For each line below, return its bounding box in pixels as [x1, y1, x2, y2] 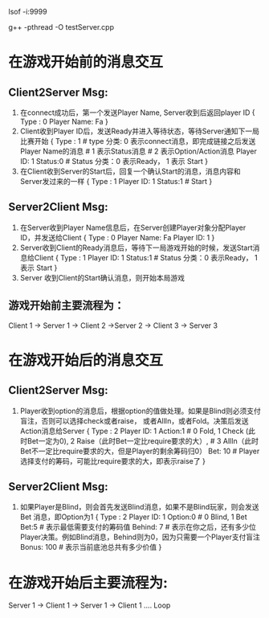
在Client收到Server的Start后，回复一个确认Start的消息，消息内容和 [19, 166, 241, 176]
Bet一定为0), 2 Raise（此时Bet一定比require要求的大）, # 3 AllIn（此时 [26, 436, 259, 445]
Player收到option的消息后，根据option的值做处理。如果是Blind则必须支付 [19, 406, 261, 415]
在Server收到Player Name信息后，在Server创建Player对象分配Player [19, 223, 247, 232]
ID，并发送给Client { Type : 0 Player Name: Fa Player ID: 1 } [19, 232, 215, 242]
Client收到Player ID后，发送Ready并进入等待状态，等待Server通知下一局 [19, 126, 259, 136]
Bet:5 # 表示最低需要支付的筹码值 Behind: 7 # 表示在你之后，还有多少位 [19, 522, 257, 532]
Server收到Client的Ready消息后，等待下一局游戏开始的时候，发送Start [19, 243, 253, 252]
